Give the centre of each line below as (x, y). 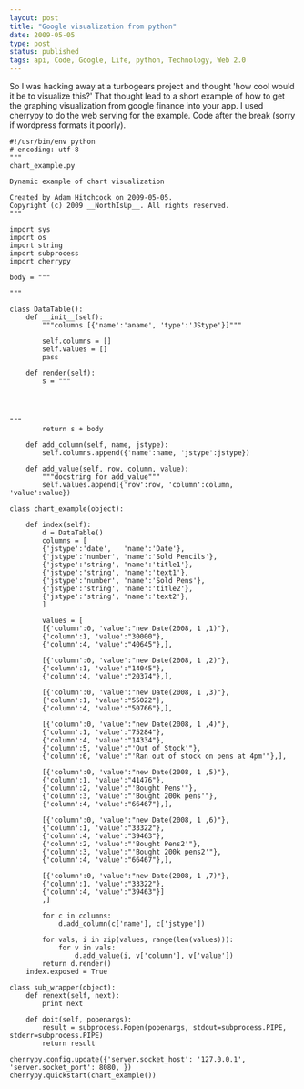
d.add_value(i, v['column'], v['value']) (154, 956)
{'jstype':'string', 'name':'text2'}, (116, 596)
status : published (44, 52)
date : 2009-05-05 (42, 35)
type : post (30, 43)
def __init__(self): (65, 317)
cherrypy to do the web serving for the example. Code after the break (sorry (152, 115)
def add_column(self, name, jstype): (97, 445)
